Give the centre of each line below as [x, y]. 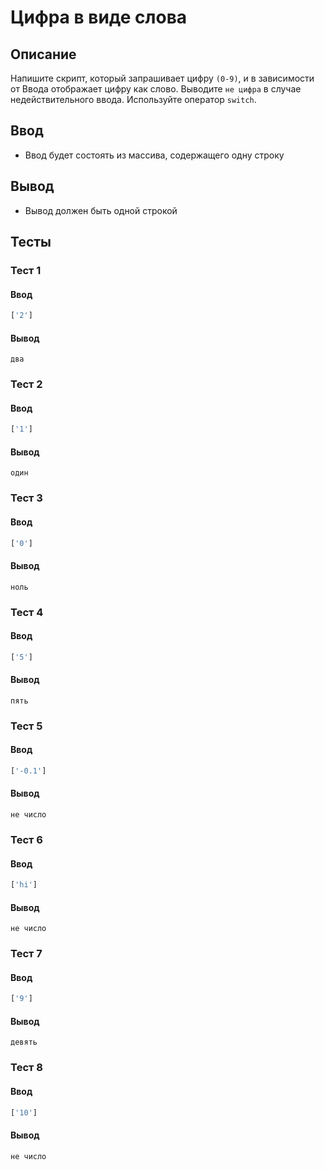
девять [24, 1042]
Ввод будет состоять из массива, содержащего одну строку [154, 155]
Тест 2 [26, 384]
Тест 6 [26, 839]
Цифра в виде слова [99, 17]
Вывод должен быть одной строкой [101, 210]
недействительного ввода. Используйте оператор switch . [133, 99]
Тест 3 [26, 498]
